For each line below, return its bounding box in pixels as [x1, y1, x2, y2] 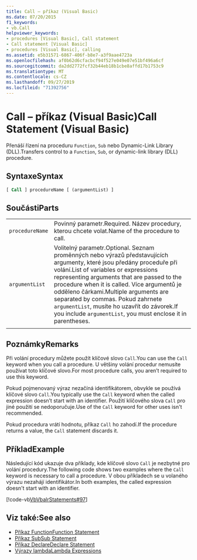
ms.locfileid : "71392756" [6, 85, 69, 91]
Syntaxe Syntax [6, 171, 63, 182]
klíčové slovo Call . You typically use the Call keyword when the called [6, 391, 175, 398]
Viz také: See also [6, 513, 71, 523]
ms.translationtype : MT [6, 69, 64, 74]
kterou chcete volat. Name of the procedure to [53, 227, 180, 235]
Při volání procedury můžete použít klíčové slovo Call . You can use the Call [6, 355, 188, 362]
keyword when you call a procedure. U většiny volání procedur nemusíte [6, 361, 181, 368]
